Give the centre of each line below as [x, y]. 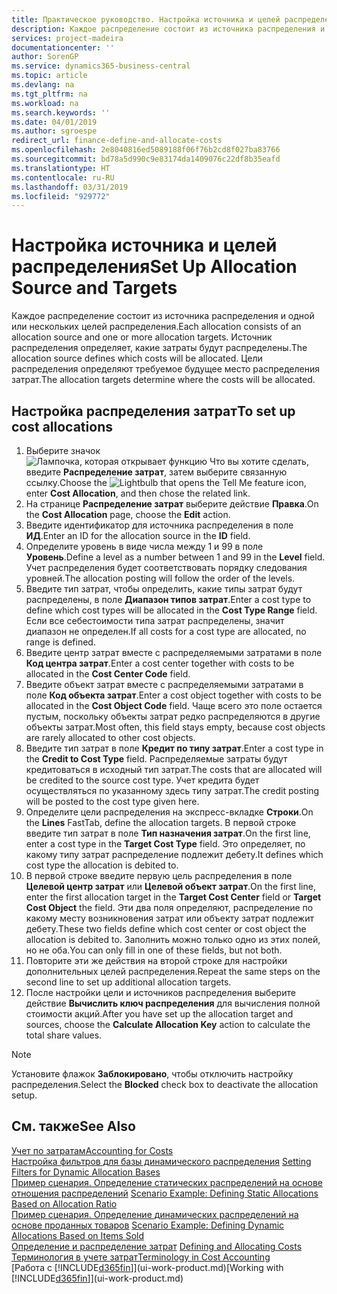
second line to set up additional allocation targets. [128, 982]
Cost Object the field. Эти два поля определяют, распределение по [169, 907]
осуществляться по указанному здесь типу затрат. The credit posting [172, 790]
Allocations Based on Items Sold [77, 1235]
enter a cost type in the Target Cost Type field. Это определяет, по [165, 844]
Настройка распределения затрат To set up [153, 411]
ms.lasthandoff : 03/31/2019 [70, 187]
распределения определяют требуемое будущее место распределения [165, 369]
